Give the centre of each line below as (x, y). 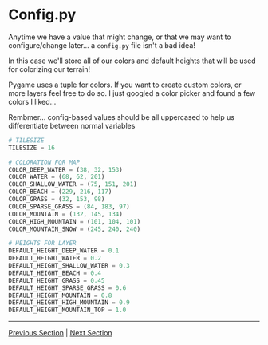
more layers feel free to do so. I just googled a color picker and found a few (132, 93)
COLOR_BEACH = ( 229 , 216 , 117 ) (60, 192)
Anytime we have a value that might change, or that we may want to (120, 37)
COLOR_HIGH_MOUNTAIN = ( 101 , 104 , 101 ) (75, 221)
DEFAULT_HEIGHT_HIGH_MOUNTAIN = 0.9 (69, 303)
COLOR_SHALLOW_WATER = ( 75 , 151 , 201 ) (73, 184)
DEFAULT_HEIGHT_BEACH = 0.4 (55, 273)
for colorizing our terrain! (49, 69)
